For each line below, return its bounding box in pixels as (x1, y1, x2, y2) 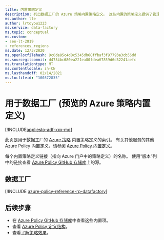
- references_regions (5, 44, 49, 48)
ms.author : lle (5, 16, 36, 21)
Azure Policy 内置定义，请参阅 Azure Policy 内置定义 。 (5, 143, 115, 149)
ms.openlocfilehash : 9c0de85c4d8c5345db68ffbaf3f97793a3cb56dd (5, 52, 137, 58)
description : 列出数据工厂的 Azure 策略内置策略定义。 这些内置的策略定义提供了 (5, 12, 153, 17)
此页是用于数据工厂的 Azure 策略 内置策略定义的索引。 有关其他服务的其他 (5, 136, 155, 142)
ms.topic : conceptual (5, 30, 49, 35)
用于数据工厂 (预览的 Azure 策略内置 (5, 98, 151, 109)
